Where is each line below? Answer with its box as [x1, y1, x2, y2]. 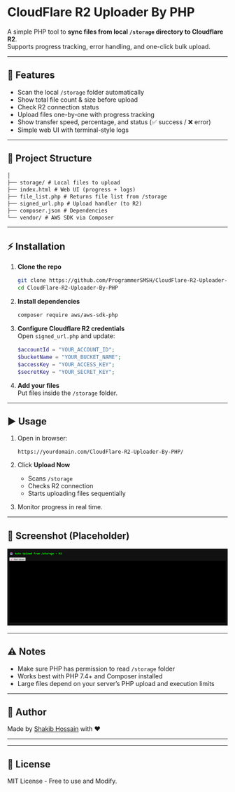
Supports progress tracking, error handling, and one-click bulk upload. [7, 42, 211, 51]
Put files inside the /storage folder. [17, 389, 118, 397]
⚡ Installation [7, 240, 66, 253]
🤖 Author [7, 706, 47, 718]
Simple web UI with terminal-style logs [17, 126, 129, 134]
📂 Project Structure [7, 152, 92, 165]
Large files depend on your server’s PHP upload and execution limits [17, 679, 215, 687]
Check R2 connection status [17, 102, 99, 111]
